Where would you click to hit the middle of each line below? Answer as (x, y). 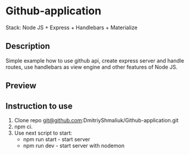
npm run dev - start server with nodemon (74, 145)
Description (28, 46)
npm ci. (24, 126)
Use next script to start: (43, 133)
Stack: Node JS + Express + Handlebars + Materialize (71, 27)
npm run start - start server (57, 139)
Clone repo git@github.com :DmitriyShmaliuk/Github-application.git (96, 120)
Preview (21, 86)
